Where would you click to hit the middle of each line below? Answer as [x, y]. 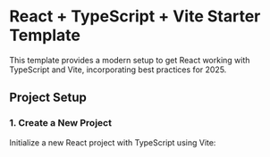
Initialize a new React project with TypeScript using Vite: [113, 142]
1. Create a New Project [60, 123]
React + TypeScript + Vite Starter [135, 17]
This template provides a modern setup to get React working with [130, 60]
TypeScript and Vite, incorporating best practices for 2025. [118, 70]
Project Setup [48, 98]
